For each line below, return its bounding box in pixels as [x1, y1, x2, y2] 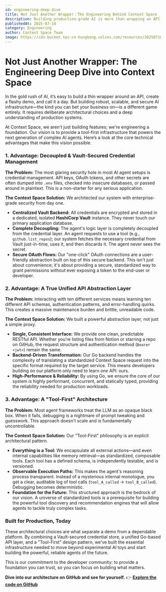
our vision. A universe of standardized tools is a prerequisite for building [12, 495, 159, 501]
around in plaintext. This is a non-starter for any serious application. [5, 185, 143, 191]
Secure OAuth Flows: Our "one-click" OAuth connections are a [12, 252, 142, 257]
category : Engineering [5, 26, 52, 31]
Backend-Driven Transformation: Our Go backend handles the [12, 352, 142, 358]
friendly [12, 257, 29, 263]
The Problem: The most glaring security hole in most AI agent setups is [5, 169, 151, 175]
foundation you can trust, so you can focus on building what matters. [5, 564, 146, 570]
